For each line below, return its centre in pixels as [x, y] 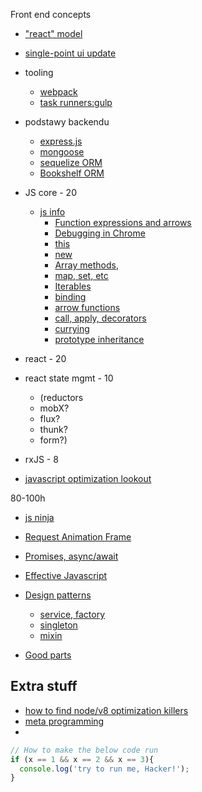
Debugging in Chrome [100, 233]
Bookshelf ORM [72, 173]
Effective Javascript [66, 575]
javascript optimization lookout [88, 478]
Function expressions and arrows [123, 222]
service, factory [72, 614]
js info [52, 212]
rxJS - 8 [41, 459]
